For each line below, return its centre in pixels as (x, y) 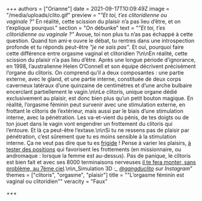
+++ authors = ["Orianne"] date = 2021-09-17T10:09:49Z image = (88, 9)
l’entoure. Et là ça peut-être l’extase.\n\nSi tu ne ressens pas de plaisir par (98, 130)
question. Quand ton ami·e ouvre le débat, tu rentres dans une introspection (100, 41)
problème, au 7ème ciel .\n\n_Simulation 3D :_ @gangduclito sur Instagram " (99, 169)
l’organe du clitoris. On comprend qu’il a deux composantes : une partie (95, 73)
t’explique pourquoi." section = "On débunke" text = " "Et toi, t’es (86, 28)
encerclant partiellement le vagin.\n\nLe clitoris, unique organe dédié (92, 92)
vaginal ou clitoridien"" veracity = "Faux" (57, 181)
